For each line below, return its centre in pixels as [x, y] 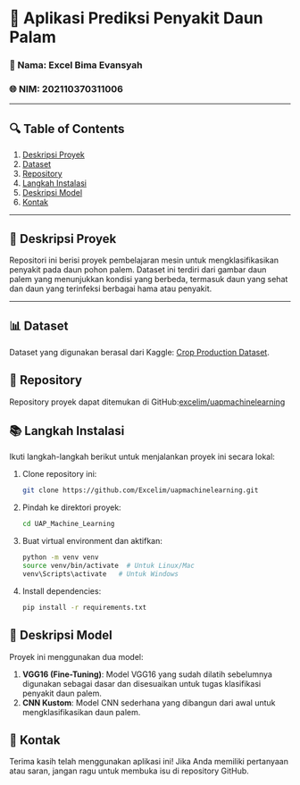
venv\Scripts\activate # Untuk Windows [100, 574]
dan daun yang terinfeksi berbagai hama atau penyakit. [111, 288]
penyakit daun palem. [62, 693]
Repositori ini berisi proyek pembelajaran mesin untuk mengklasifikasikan [144, 260]
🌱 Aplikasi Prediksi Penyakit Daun [136, 18]
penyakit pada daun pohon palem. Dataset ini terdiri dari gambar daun [138, 270]
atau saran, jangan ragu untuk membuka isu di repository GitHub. [129, 771]
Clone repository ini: [59, 474]
